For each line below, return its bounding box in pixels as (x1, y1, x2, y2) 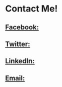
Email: (5, 73, 25, 82)
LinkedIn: (5, 57, 35, 65)
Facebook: (5, 23, 39, 31)
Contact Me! (5, 3, 58, 14)
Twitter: (5, 39, 30, 48)
